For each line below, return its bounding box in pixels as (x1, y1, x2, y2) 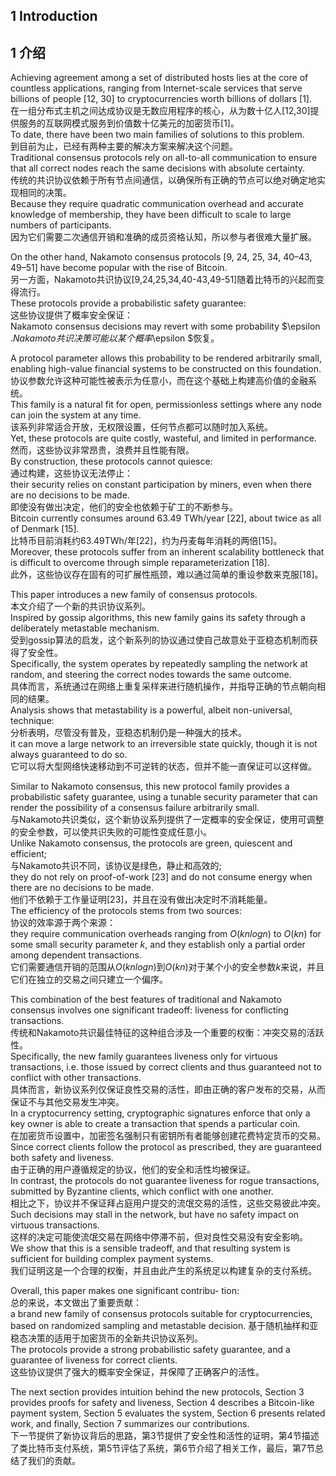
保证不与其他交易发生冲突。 (10, 1096, 125, 1108)
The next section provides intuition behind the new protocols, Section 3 (10, 1386, 305, 1398)
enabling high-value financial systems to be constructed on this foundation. (10, 363, 322, 375)
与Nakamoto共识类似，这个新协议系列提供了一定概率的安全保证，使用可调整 (10, 814, 325, 826)
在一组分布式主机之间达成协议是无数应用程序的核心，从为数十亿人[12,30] (10, 105, 311, 117)
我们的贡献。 (27, 1455, 81, 1467)
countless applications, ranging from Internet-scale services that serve (10, 82, 303, 94)
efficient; (10, 848, 47, 860)
